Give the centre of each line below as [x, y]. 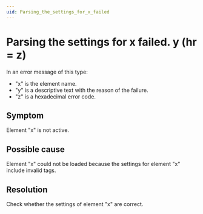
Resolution [27, 189]
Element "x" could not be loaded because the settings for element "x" [93, 164]
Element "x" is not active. [38, 130]
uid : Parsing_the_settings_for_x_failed [58, 12]
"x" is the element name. [46, 83]
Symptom [25, 115]
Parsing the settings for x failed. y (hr [101, 42]
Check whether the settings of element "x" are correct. [75, 204]
